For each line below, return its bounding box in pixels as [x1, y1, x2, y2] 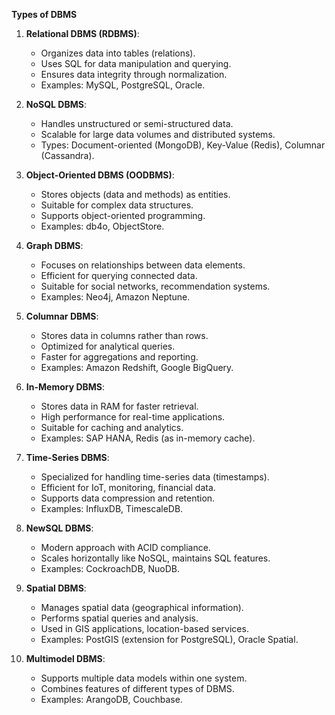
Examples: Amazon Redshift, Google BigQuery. [40, 362, 234, 373]
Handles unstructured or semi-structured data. [40, 118, 234, 129]
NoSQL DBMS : [25, 99, 87, 110]
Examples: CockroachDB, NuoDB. [40, 563, 181, 574]
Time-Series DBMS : [25, 452, 110, 463]
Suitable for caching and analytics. [40, 422, 184, 433]
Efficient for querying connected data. [40, 270, 198, 281]
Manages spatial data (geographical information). [40, 602, 244, 613]
